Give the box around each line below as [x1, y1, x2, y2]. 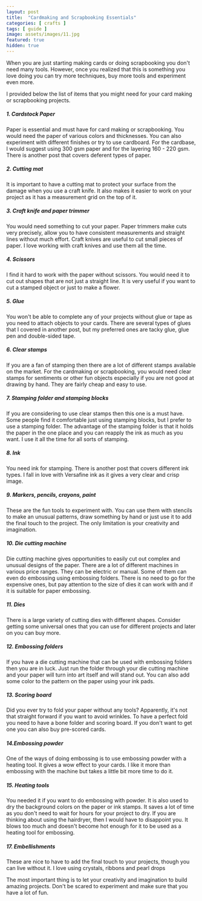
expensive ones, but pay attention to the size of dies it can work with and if [6, 580, 194, 588]
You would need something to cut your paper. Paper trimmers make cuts [6, 222, 187, 230]
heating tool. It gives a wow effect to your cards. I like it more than [6, 761, 171, 768]
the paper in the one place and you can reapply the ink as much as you [6, 429, 183, 436]
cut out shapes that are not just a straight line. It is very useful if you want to [6, 277, 195, 284]
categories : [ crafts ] [6, 20, 67, 26]
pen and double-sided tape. [6, 332, 76, 339]
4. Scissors [6, 255, 35, 263]
